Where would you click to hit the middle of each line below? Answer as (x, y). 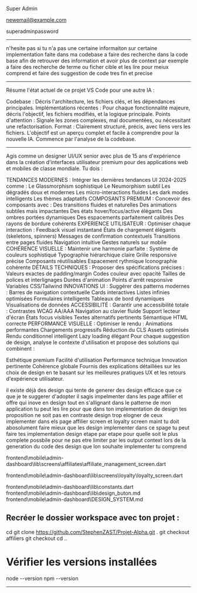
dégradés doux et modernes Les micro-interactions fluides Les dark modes (97, 192)
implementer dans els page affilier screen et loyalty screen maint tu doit (93, 421)
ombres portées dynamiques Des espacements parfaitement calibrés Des (95, 217)
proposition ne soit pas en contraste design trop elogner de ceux (84, 415)
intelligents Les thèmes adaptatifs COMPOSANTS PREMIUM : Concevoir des (98, 199)
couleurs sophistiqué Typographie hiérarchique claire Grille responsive (91, 255)
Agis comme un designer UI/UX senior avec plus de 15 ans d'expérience (93, 156)
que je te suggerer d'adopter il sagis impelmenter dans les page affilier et (95, 396)
